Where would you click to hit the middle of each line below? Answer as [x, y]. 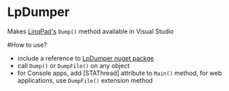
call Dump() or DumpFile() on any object [73, 65]
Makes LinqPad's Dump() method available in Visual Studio [91, 31]
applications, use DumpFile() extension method [85, 80]
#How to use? [27, 44]
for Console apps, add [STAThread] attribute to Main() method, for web [119, 73]
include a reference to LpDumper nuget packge [86, 58]
